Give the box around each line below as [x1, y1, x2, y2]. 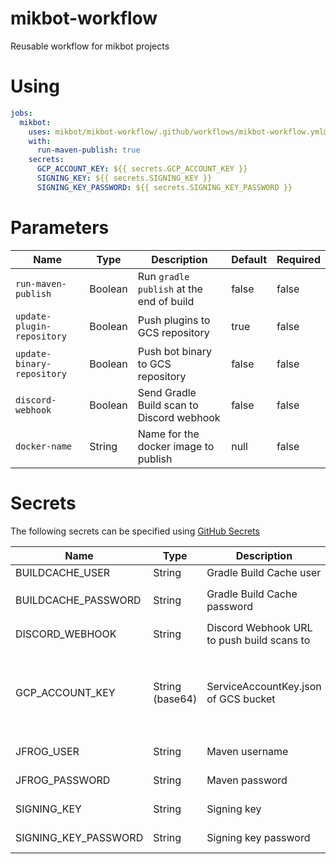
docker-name [15, 440, 73, 452]
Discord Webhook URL [206, 620, 313, 634]
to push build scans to [206, 633, 311, 647]
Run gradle [137, 269, 190, 283]
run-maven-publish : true [36, 145, 141, 156]
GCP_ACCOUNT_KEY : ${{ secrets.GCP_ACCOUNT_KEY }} [36, 164, 248, 174]
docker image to [137, 439, 215, 453]
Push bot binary [137, 344, 212, 358]
